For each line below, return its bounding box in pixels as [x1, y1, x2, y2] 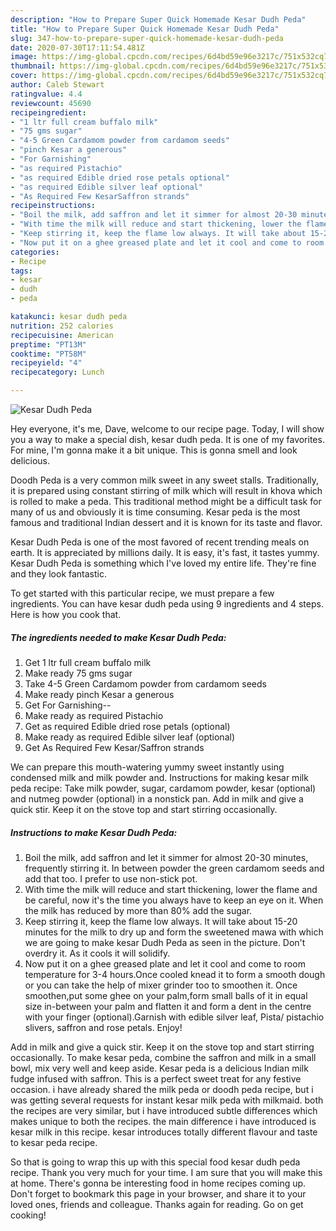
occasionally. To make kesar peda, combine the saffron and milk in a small [10, 1051, 317, 1063]
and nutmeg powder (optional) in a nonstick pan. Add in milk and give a [10, 792, 304, 805]
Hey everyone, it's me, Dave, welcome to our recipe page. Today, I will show [10, 423, 325, 435]
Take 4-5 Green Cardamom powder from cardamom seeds [24, 677, 267, 690]
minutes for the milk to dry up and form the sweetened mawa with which [24, 926, 324, 938]
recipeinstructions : [10, 201, 97, 211]
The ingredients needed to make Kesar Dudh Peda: [10, 631, 227, 643]
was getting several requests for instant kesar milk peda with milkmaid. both [10, 1094, 324, 1106]
